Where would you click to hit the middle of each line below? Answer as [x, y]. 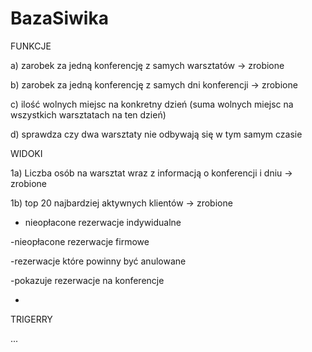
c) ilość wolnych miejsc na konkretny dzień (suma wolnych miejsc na [152, 104]
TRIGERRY [31, 319]
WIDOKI [26, 153]
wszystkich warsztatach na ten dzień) [88, 114]
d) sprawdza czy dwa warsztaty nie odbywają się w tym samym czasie [156, 134]
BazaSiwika [59, 18]
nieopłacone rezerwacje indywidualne [103, 222]
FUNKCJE [31, 46]
